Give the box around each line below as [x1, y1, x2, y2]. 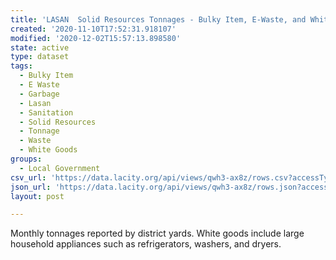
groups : [10, 154, 43, 164]
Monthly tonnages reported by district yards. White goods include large [10, 227, 305, 240]
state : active [10, 42, 70, 53]
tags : [10, 61, 33, 71]
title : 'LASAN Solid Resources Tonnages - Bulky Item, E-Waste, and [10, 14, 307, 25]
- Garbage [19, 89, 60, 99]
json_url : [10, 182, 52, 192]
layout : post [10, 191, 65, 201]
